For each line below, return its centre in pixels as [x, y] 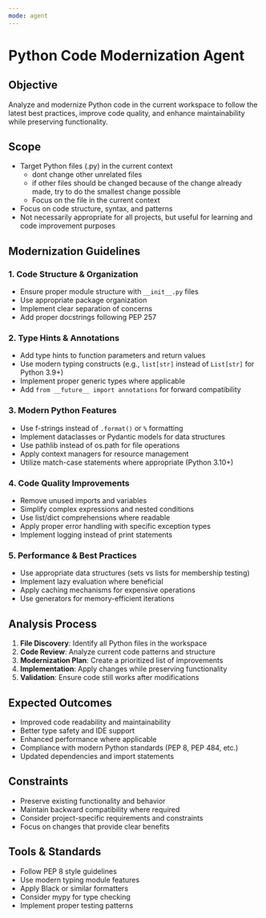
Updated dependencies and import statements [97, 756]
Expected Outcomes [60, 703]
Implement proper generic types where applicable [103, 381]
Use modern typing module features [80, 879]
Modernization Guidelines [75, 251]
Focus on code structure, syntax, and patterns [96, 209]
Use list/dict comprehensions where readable [95, 518]
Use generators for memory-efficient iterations [97, 599]
